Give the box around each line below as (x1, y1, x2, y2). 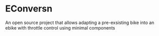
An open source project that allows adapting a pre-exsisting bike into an (5, 19, 154, 25)
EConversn (5, 3, 53, 14)
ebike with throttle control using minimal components (5, 24, 115, 30)
